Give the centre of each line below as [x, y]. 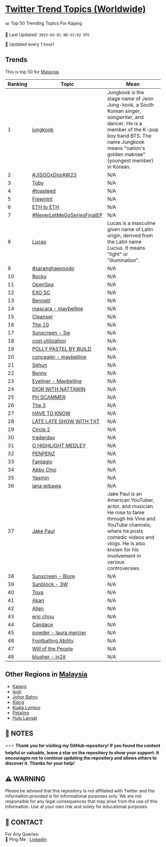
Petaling [21, 713]
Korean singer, [124, 111]
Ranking [18, 84]
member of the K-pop [133, 129]
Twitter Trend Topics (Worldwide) [76, 9]
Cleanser [42, 317]
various [116, 562]
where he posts [125, 531]
